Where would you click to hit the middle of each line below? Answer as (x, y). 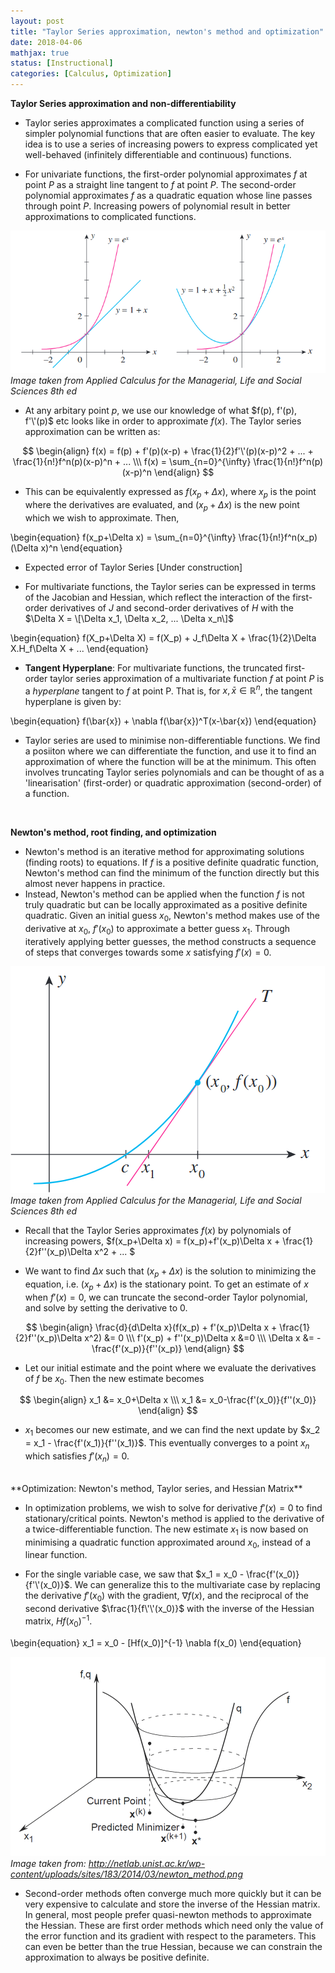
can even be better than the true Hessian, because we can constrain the (173, 1946)
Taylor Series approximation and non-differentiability (123, 103)
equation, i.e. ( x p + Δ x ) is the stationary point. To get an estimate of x (166, 1285)
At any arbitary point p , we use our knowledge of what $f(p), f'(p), (161, 411)
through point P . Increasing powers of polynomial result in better (157, 206)
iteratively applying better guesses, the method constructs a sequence (170, 942)
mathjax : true (40, 53)
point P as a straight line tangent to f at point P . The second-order (160, 184)
